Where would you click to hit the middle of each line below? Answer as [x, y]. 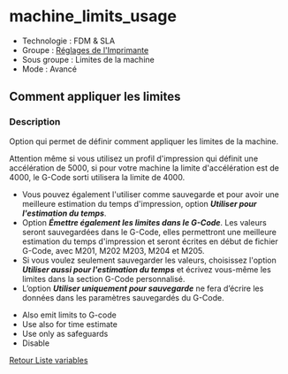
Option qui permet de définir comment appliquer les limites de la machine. [144, 141]
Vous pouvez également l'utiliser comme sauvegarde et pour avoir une [151, 194]
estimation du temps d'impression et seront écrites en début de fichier [150, 241]
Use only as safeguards [65, 333]
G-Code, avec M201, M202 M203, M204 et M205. [113, 250]
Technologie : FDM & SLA [68, 41]
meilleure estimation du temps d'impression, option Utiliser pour [140, 203]
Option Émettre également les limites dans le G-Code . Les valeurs [144, 222]
